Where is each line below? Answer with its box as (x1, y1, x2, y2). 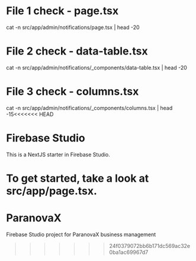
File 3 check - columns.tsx (6, 85, 139, 98)
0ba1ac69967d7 (109, 249, 149, 256)
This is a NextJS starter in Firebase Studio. (6, 151, 111, 158)
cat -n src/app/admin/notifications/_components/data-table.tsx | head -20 (6, 64, 188, 71)
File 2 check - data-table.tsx (6, 44, 148, 58)
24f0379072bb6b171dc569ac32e (109, 242, 191, 249)
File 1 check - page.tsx (6, 4, 119, 18)
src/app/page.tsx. (6, 184, 98, 198)
